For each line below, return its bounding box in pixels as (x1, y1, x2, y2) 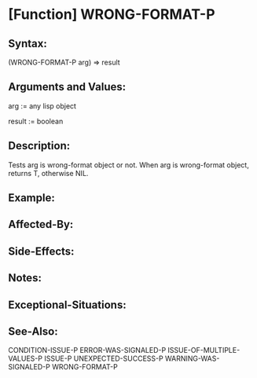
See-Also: (8, 325, 58, 338)
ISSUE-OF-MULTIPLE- (167, 346, 240, 355)
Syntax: (8, 37, 47, 50)
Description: (8, 139, 71, 152)
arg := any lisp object (8, 101, 77, 111)
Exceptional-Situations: (8, 298, 127, 311)
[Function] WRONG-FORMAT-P (8, 6, 215, 24)
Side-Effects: (8, 244, 75, 258)
